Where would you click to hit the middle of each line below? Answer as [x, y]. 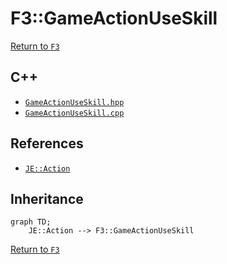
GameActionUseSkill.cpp [74, 113]
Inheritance [47, 198]
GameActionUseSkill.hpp [74, 102]
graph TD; [31, 222]
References [47, 143]
